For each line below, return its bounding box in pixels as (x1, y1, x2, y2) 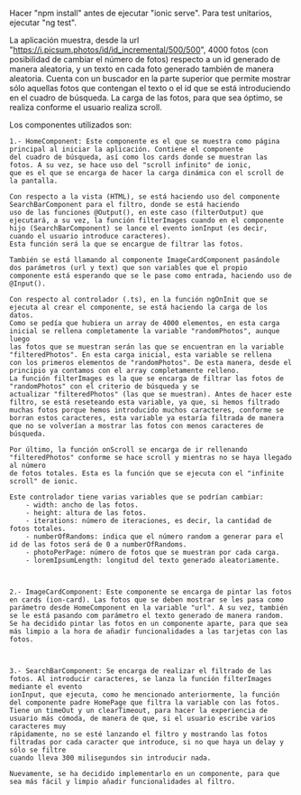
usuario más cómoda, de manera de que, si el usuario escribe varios (9, 714, 277, 723)
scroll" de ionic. (9, 477, 78, 486)
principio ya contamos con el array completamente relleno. (9, 366, 241, 375)
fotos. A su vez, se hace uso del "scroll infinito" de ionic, (9, 161, 252, 170)
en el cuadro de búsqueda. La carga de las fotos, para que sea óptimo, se (9, 92, 284, 103)
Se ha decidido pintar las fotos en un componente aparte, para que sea (9, 619, 288, 628)
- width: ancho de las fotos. (25, 500, 140, 510)
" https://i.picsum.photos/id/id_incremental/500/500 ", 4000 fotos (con (9, 44, 269, 55)
